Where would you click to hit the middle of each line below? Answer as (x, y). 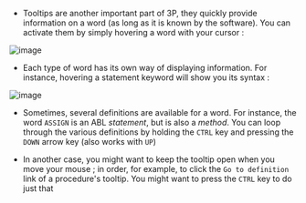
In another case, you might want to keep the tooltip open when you (149, 159)
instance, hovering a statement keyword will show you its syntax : (146, 77)
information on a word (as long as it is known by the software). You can (156, 23)
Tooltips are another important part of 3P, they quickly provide (140, 13)
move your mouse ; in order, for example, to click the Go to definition (156, 169)
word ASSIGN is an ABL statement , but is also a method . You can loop (152, 122)
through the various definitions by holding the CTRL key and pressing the (158, 132)
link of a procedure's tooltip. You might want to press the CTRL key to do (157, 178)
